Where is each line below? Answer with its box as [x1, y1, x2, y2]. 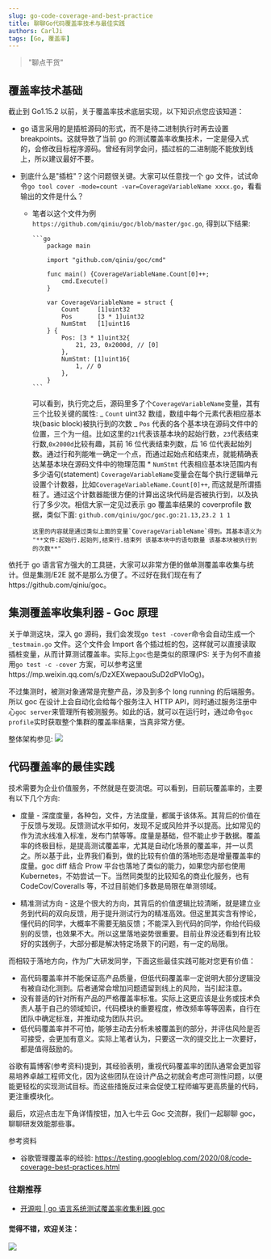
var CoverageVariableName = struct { [47, 298, 173, 307]
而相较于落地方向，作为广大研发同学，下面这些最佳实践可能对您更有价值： [8, 956, 256, 965]
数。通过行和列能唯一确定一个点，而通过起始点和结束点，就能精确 [31, 450, 252, 459]
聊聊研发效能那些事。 [8, 1118, 79, 1128]
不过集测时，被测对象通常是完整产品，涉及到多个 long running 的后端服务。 [8, 687, 260, 696]
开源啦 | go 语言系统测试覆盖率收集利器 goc [19, 1203, 165, 1213]
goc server [15, 708, 52, 716]
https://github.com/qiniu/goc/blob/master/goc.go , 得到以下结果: [31, 219, 252, 229]
